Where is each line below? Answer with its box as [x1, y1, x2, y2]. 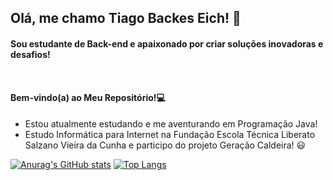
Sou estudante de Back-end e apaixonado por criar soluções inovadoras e [10, 37, 324, 50]
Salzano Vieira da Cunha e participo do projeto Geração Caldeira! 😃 [24, 139, 307, 151]
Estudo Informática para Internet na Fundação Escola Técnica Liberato [24, 128, 316, 140]
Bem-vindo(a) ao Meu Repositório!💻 [10, 91, 166, 103]
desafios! [10, 48, 51, 60]
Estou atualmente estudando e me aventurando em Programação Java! [24, 117, 318, 130]
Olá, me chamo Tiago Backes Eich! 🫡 [10, 10, 242, 27]
